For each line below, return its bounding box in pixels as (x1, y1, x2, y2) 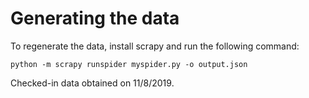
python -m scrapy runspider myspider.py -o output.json (10, 59, 248, 69)
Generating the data (10, 7, 180, 30)
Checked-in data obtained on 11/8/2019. (10, 77, 175, 89)
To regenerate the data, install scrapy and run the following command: (10, 40, 300, 52)
